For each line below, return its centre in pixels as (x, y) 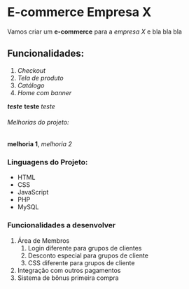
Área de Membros (43, 240)
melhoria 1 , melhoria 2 (40, 143)
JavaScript (33, 192)
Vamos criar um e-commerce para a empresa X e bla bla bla (94, 31)
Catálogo (31, 85)
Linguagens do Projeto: (48, 162)
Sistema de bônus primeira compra (68, 278)
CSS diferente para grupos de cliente (81, 262)
